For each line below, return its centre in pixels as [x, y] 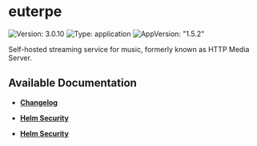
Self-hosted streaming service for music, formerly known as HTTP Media [129, 49]
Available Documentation [73, 83]
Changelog [39, 102]
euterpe [35, 12]
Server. [20, 58]
